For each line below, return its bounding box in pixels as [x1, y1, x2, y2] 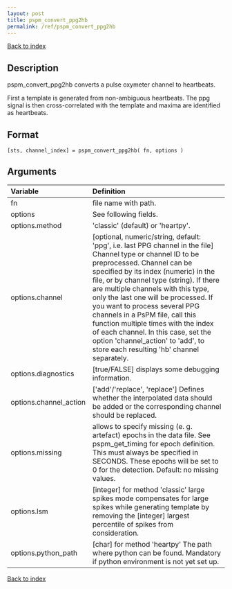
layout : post [7, 10, 45, 17]
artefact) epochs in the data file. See [92, 430, 211, 440]
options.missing [10, 448, 62, 457]
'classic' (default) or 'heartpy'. [92, 220, 191, 230]
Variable [10, 186, 39, 196]
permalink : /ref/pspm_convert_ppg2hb [7, 23, 116, 30]
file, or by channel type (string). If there [92, 275, 220, 285]
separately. [92, 353, 129, 362]
